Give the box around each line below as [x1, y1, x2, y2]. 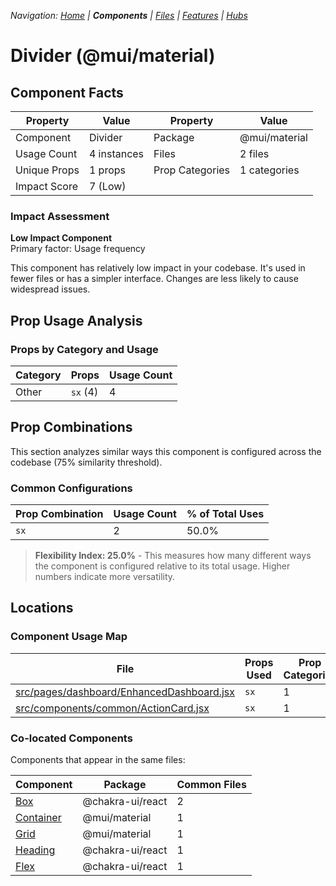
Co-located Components [10, 731, 133, 745]
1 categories [239, 163, 300, 177]
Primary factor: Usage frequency [10, 243, 146, 255]
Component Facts [10, 84, 124, 101]
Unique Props [15, 163, 80, 177]
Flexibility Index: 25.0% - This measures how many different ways [34, 550, 312, 562]
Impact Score [15, 180, 79, 193]
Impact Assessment [10, 209, 110, 223]
